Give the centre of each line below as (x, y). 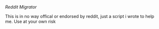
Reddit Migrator (21, 7)
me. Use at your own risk (30, 22)
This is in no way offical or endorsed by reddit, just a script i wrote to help (80, 16)
